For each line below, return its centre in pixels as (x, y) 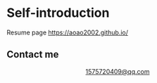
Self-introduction (58, 13)
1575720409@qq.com (118, 71)
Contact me (33, 55)
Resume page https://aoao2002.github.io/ (67, 32)
